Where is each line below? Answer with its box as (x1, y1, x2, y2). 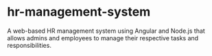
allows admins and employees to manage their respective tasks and (7, 33, 199, 42)
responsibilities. (7, 41, 51, 49)
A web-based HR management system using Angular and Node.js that (7, 27, 206, 35)
